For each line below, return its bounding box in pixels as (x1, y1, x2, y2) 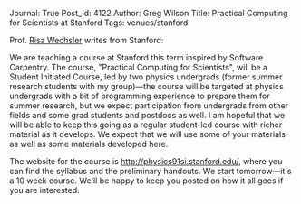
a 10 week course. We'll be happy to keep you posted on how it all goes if (9, 175, 284, 186)
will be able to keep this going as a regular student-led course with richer (9, 119, 283, 130)
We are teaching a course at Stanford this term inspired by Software (9, 52, 264, 62)
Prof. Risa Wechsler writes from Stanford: (9, 35, 164, 45)
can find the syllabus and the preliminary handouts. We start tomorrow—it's (9, 166, 292, 176)
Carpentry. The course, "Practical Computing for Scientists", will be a (9, 62, 267, 72)
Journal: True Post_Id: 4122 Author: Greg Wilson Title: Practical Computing (9, 8, 288, 18)
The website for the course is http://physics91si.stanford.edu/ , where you (9, 156, 283, 166)
